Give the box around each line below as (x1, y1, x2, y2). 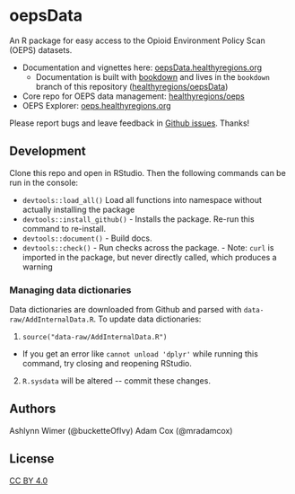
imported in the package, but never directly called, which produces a (22, 251, 277, 262)
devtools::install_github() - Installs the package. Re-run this (22, 213, 255, 225)
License (9, 451, 55, 467)
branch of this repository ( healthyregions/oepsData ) (35, 81, 229, 92)
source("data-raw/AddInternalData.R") (22, 333, 168, 342)
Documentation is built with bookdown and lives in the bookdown (35, 71, 271, 82)
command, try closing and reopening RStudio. (22, 358, 193, 369)
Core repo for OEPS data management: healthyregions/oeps (22, 91, 245, 101)
